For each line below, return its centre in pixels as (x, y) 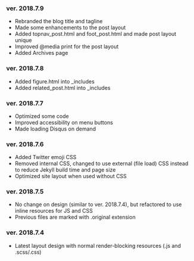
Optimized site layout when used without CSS (71, 176)
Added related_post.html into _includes (62, 88)
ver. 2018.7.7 (25, 103)
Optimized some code (42, 116)
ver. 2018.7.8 (25, 69)
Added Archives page (41, 53)
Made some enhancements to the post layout (70, 27)
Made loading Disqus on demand (55, 129)
